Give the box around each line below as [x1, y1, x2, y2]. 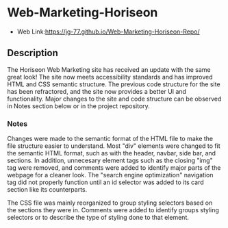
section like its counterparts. [7, 186, 88, 194]
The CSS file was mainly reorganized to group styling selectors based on [7, 199, 213, 207]
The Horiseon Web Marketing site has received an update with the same [7, 65, 211, 73]
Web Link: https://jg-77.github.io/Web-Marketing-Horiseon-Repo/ [16, 27, 200, 36]
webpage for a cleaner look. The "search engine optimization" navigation [7, 171, 214, 179]
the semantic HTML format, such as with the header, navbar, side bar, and [7, 149, 216, 157]
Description [7, 47, 58, 59]
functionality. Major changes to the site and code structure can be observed [7, 94, 222, 103]
